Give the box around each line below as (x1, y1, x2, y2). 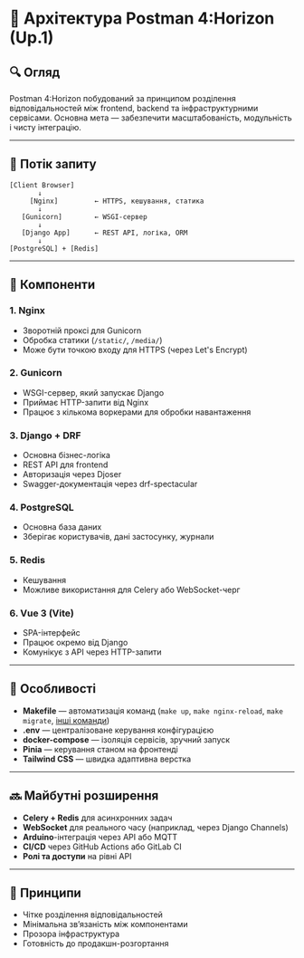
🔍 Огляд (9, 64, 61, 80)
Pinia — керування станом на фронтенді (22, 743, 178, 754)
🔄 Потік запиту (9, 157, 97, 172)
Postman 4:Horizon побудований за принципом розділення (9, 93, 237, 103)
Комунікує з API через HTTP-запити (22, 647, 162, 657)
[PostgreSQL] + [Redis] (9, 244, 100, 253)
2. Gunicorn (9, 367, 62, 379)
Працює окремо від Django (22, 637, 128, 647)
